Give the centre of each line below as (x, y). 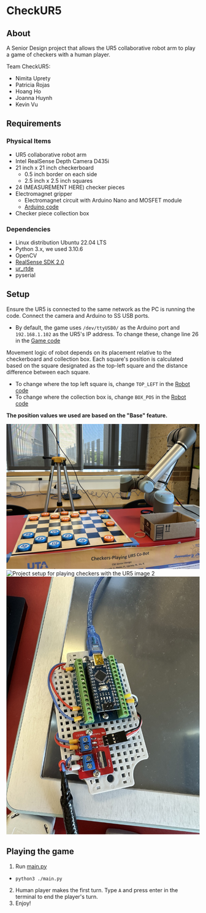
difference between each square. (48, 372)
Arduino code (42, 207)
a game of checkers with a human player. (58, 55)
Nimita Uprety (33, 78)
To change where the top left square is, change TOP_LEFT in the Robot (102, 383)
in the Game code (38, 341)
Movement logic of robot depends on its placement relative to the (89, 352)
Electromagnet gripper (44, 193)
